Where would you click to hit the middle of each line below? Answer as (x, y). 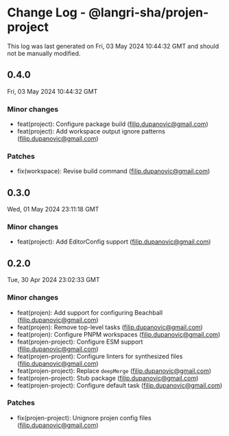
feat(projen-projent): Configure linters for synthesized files (100, 356)
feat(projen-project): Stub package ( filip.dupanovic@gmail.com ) (108, 378)
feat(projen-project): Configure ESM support (80, 342)
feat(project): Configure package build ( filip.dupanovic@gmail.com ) (112, 124)
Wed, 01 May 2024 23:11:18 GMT (53, 209)
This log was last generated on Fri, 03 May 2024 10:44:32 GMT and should (113, 46)
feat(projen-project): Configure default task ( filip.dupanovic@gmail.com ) (120, 385)
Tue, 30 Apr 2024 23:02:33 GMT (53, 280)
